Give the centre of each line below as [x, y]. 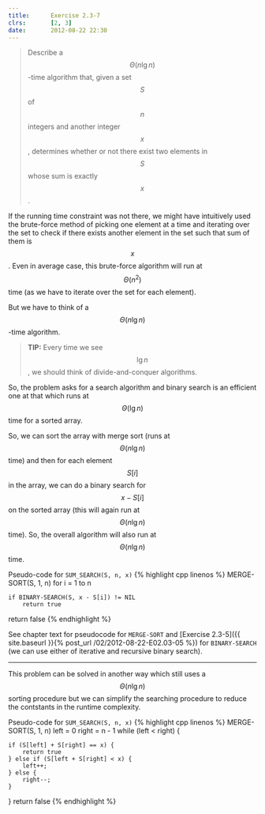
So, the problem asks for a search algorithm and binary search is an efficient [132, 387]
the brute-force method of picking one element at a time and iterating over [129, 224]
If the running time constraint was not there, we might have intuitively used [129, 216]
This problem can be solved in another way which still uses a [107, 674]
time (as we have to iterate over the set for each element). [103, 292]
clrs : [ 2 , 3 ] [40, 23]
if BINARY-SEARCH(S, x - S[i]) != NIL [72, 597]
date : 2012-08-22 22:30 [58, 30]
